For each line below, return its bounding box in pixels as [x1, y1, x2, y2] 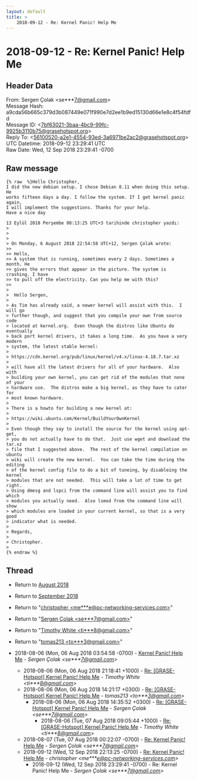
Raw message [6, 163, 59, 174]
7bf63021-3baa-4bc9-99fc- [40, 121, 110, 128]
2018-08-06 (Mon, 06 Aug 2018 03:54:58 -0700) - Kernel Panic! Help [14, 649, 184, 656]
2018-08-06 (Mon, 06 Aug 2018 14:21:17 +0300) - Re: [23, 686, 154, 693]
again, [6, 199, 22, 206]
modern [6, 339, 22, 345]
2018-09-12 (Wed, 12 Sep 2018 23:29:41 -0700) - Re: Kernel [32, 761, 177, 768]
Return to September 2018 [14, 592, 79, 599]
